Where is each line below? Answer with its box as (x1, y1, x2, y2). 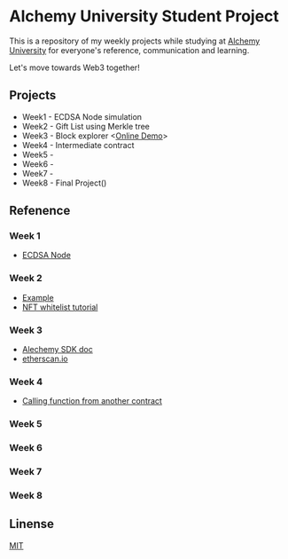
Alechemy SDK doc (21, 344, 93, 355)
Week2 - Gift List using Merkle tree (21, 121, 151, 131)
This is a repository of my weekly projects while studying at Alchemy (9, 35, 261, 46)
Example (21, 292, 55, 303)
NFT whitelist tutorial (21, 302, 98, 312)
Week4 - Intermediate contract (21, 139, 135, 150)
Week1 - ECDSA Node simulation (21, 111, 143, 122)
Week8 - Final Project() (21, 177, 107, 188)
